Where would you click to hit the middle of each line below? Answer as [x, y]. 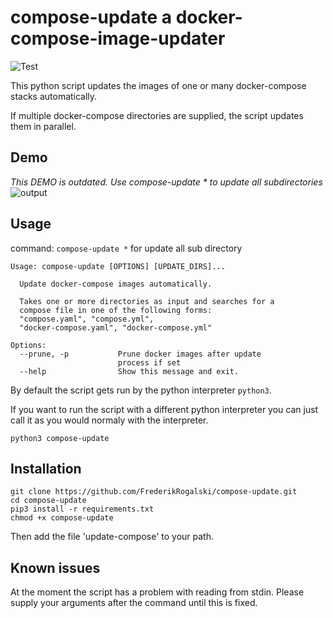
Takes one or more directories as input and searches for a [147, 301]
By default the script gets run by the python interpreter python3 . [141, 390]
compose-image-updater [118, 38]
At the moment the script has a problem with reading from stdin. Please [157, 592]
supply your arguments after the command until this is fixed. [134, 603]
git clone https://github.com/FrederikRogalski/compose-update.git [154, 492]
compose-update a [91, 17]
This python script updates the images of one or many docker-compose [158, 85]
